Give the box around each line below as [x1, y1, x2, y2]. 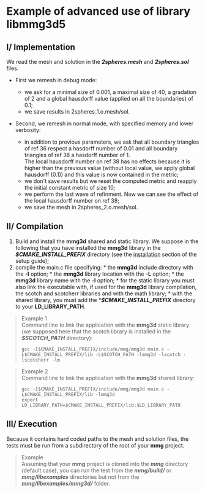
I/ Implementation [6, 42, 75, 52]
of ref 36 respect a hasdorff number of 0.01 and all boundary [24, 145, 178, 152]
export [21, 397, 39, 403]
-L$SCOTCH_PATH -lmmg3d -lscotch [95, 351, 181, 357]
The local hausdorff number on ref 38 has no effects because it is [24, 158, 190, 165]
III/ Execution [6, 419, 58, 429]
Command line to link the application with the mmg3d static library [21, 321, 190, 328]
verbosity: [15, 126, 41, 133]
